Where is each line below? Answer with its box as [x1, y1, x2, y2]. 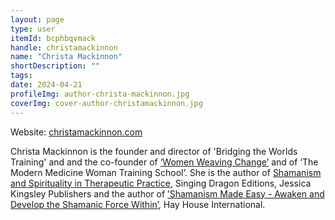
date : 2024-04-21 [10, 80, 83, 90]
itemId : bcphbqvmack [10, 33, 97, 43]
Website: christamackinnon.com [10, 126, 143, 138]
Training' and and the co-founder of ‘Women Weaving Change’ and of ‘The [10, 156, 319, 168]
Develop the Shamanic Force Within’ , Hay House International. [10, 198, 266, 210]
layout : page [10, 14, 65, 25]
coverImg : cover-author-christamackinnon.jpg [10, 98, 203, 108]
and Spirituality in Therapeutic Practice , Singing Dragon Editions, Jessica [10, 177, 312, 189]
